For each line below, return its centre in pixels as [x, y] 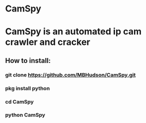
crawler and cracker [48, 42]
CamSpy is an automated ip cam [73, 32]
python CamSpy [25, 115]
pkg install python [27, 88]
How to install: [28, 60]
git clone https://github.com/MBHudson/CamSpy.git [70, 74]
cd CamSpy [19, 101]
